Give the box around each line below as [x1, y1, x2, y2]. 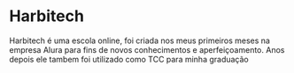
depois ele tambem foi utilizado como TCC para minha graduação [9, 54, 250, 64]
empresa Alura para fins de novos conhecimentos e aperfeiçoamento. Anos [9, 44, 285, 55]
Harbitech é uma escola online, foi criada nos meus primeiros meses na [9, 35, 270, 46]
